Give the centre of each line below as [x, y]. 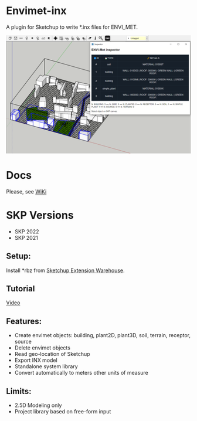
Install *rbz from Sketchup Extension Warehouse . [65, 270]
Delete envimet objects [42, 348]
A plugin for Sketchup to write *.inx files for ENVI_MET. [72, 27]
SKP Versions [40, 215]
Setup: [18, 256]
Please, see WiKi [26, 191]
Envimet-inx [36, 11]
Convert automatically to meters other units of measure [81, 373]
